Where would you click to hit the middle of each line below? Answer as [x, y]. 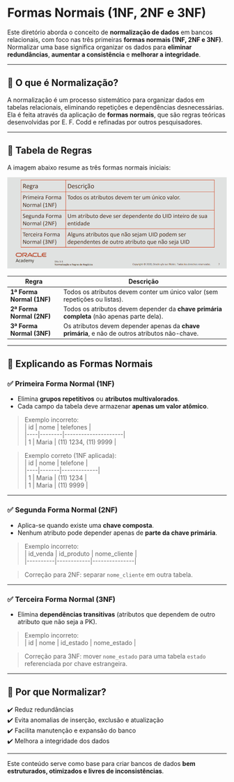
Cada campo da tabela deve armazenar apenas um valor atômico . [113, 406]
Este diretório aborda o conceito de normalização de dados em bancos [110, 32]
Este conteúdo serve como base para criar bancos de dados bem [102, 763]
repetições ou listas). [93, 299]
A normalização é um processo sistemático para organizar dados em [106, 100]
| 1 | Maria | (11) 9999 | [56, 485]
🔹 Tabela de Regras [50, 150]
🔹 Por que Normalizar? [57, 692]
